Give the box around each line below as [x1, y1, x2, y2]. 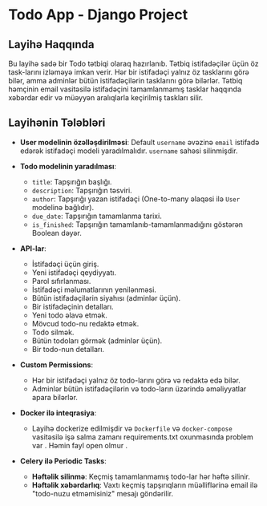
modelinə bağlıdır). [31, 202, 95, 212]
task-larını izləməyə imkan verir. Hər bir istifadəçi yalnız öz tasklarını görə [8, 67, 250, 77]
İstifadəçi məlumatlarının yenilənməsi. [31, 285, 156, 294]
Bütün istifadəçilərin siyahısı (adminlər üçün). [31, 293, 181, 302]
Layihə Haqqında [8, 38, 95, 51]
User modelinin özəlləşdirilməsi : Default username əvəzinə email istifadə [19, 137, 260, 147]
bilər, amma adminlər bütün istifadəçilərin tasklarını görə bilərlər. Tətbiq [8, 76, 243, 85]
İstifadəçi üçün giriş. [31, 259, 99, 269]
